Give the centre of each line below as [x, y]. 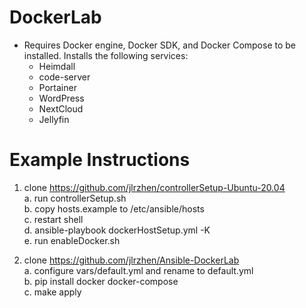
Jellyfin [54, 119]
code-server [64, 77]
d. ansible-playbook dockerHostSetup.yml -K [117, 230]
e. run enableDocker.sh [72, 240]
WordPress [61, 98]
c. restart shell [53, 219]
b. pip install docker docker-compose [101, 281]
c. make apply [52, 292]
